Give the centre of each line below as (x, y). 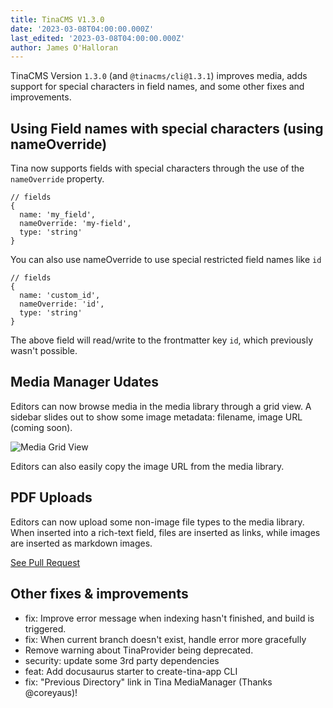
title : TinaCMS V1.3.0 (57, 19)
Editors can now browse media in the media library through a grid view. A (161, 406)
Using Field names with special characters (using (167, 128)
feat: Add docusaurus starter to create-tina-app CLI (131, 671)
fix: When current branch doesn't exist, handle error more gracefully (165, 639)
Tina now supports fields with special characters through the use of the (157, 168)
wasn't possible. (44, 351)
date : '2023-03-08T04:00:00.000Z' (82, 29)
